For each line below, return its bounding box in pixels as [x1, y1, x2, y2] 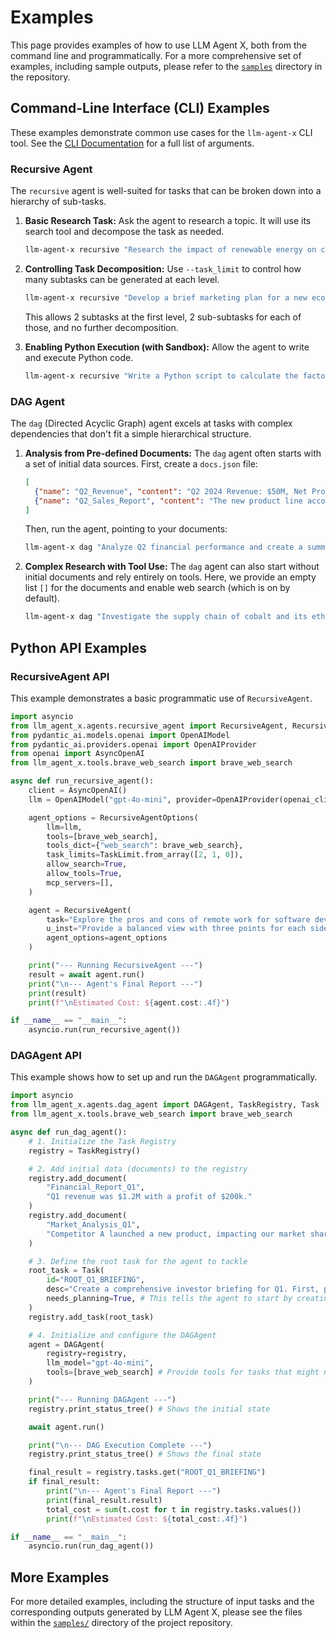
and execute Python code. [24, 351, 134, 363]
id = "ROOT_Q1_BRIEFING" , [46, 1275, 145, 1285]
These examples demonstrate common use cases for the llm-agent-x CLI [10, 126, 313, 138]
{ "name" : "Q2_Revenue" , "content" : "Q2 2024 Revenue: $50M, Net [34, 486, 308, 496]
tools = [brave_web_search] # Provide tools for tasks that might [46, 1367, 320, 1378]
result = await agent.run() [28, 969, 145, 980]
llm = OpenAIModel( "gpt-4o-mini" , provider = [28, 794, 217, 805]
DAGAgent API [10, 1049, 82, 1063]
